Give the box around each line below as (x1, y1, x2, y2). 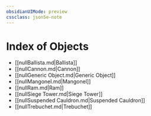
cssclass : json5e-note (6, 14, 62, 20)
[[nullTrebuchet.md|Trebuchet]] (14, 103, 92, 110)
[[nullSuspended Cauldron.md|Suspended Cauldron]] (14, 97, 145, 104)
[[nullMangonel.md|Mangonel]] (14, 78, 91, 85)
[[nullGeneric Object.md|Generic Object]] (14, 72, 116, 79)
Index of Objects (6, 40, 89, 53)
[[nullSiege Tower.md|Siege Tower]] (14, 91, 103, 98)
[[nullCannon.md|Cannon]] (14, 66, 81, 73)
